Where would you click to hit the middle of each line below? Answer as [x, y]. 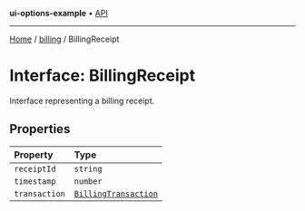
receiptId [35, 168]
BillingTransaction [116, 193]
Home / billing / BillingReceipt [64, 39]
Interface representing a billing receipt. [82, 101]
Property [34, 155]
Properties [40, 129]
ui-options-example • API [59, 13]
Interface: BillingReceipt [103, 76]
